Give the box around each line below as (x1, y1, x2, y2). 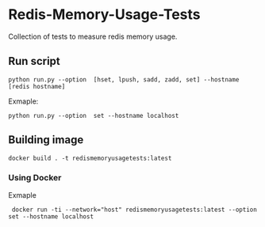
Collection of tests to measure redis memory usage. (8, 32, 178, 41)
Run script (8, 55, 61, 68)
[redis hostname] (8, 82, 66, 90)
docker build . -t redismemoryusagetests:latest (8, 154, 172, 162)
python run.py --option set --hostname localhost (8, 112, 179, 119)
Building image (8, 133, 84, 147)
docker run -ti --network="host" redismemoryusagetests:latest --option (11, 206, 258, 214)
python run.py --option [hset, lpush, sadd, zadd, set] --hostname (8, 75, 240, 84)
